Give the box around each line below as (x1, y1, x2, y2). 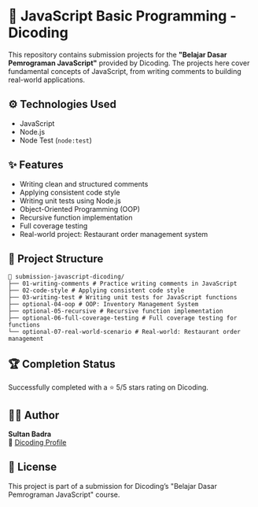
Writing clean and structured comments (19, 179, 149, 188)
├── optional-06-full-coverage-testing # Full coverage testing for (8, 314, 238, 322)
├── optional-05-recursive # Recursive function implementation (8, 307, 223, 316)
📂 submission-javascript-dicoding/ (8, 273, 125, 281)
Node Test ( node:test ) (19, 135, 93, 145)
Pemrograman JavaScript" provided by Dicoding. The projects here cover (8, 58, 250, 68)
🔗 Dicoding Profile (8, 438, 67, 447)
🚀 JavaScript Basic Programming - (8, 7, 238, 25)
